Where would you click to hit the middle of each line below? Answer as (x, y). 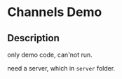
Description (33, 38)
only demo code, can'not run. (50, 55)
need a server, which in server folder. (61, 68)
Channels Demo (55, 12)
